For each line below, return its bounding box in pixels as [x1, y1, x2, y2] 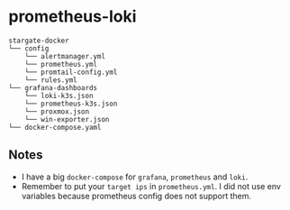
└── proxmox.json [24, 106, 90, 116]
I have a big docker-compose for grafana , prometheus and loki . [21, 171, 249, 182]
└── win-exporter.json [24, 114, 110, 123]
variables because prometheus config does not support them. [21, 190, 252, 201]
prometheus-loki [8, 6, 137, 27]
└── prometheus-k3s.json [24, 99, 118, 108]
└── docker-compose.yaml [8, 123, 102, 132]
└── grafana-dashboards [8, 83, 98, 92]
